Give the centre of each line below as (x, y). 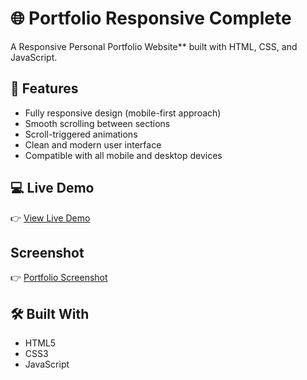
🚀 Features (44, 88)
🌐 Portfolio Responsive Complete (151, 18)
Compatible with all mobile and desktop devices (123, 155)
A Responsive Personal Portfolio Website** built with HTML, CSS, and (154, 46)
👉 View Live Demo (50, 218)
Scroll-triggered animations (81, 134)
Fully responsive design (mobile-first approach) (123, 113)
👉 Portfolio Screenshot (59, 278)
